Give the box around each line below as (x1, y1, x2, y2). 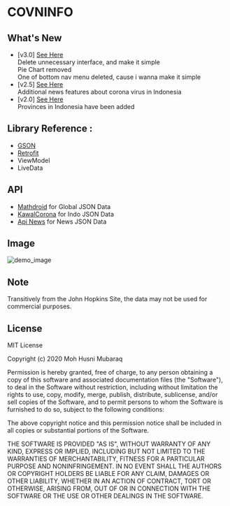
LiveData (17, 164, 43, 172)
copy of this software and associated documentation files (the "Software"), (7, 375, 224, 384)
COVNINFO (7, 4, 73, 20)
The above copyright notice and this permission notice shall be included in (7, 419, 222, 427)
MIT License (7, 341, 43, 349)
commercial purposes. (7, 302, 72, 311)
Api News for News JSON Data (17, 217, 107, 226)
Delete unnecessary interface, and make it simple (17, 58, 161, 66)
